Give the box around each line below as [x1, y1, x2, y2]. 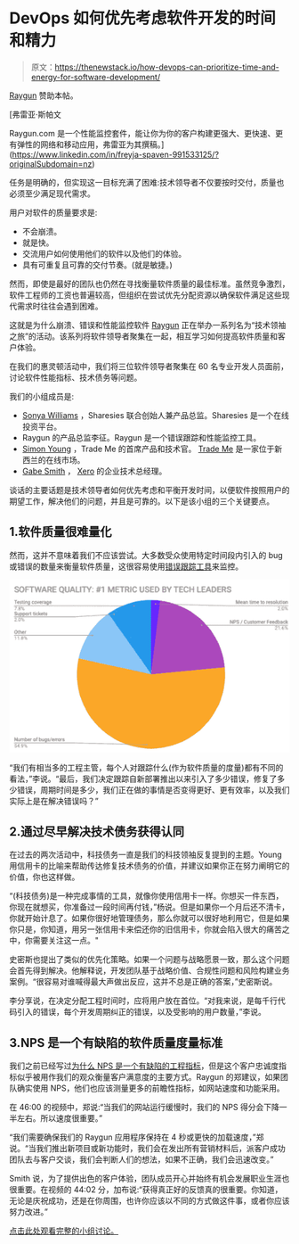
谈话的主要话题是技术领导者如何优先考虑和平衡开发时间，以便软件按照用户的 [9, 484, 290, 495]
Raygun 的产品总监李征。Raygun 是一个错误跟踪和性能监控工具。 [21, 432, 262, 442]
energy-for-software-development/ [30, 71, 161, 82]
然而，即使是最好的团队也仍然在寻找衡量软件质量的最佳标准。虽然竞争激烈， [9, 278, 290, 289]
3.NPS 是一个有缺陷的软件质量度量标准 [9, 1035, 223, 1050]
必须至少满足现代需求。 [9, 188, 95, 199]
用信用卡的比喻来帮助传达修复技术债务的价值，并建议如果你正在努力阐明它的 [9, 861, 290, 871]
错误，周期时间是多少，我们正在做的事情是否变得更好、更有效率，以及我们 [16, 784, 290, 795]
